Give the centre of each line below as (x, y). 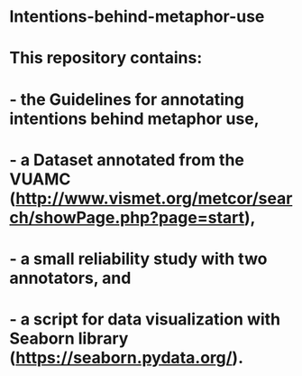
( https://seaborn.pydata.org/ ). (126, 358)
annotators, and (70, 278)
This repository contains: (106, 58)
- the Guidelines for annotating (127, 99)
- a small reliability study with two (138, 258)
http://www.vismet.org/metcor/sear (154, 198)
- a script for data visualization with (145, 320)
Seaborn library (69, 338)
